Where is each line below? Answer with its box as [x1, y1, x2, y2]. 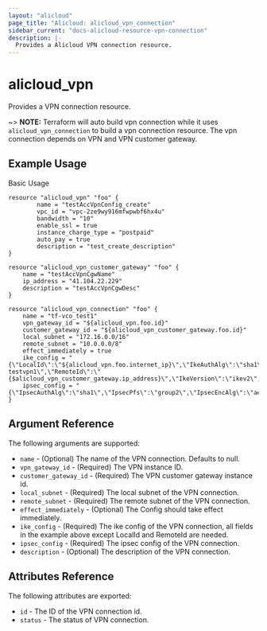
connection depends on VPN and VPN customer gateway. [8, 134, 198, 144]
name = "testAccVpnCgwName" [22, 270, 115, 278]
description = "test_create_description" [37, 242, 176, 251]
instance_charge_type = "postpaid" [37, 228, 155, 236]
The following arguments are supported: [8, 438, 141, 448]
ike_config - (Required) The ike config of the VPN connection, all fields [19, 521, 253, 531]
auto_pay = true [37, 236, 91, 243]
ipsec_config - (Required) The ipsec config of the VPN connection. [19, 538, 240, 547]
